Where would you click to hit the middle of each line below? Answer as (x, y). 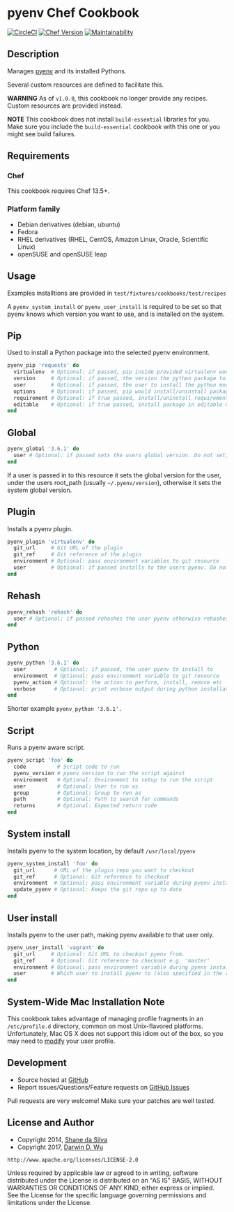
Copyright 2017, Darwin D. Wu (60, 1147)
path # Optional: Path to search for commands (96, 799)
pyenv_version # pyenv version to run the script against (100, 773)
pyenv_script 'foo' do (40, 760)
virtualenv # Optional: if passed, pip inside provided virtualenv (115, 372)
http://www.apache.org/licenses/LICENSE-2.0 (73, 1160)
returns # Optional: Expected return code (85, 806)
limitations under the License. (49, 1202)
